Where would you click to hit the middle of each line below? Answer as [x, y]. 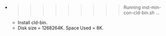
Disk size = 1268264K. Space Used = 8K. [60, 28]
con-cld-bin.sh [139, 13]
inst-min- [151, 7]
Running [132, 7]
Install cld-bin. [32, 23]
